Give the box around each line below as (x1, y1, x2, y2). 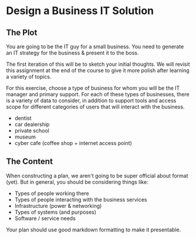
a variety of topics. (6, 73, 52, 80)
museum (14, 133, 36, 140)
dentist (14, 115, 32, 122)
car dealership (14, 121, 50, 127)
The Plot (6, 28, 38, 38)
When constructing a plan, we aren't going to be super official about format (6, 172, 188, 179)
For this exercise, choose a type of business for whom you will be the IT (6, 85, 180, 92)
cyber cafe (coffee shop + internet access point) (14, 140, 132, 146)
